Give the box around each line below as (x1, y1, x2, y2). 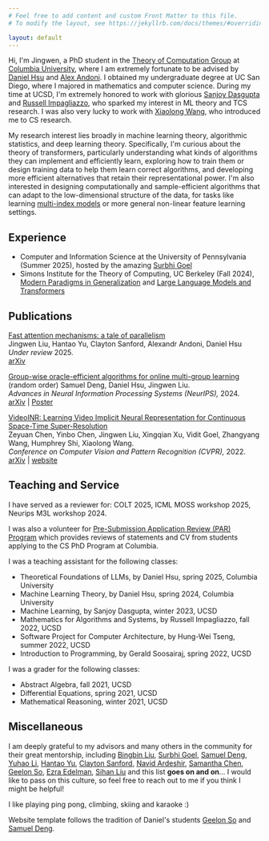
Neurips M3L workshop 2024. (8, 508, 107, 518)
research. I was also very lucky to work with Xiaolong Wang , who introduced (8, 107, 261, 116)
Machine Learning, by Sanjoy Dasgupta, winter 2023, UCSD (19, 606, 218, 616)
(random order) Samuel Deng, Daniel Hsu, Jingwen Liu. (8, 380, 191, 390)
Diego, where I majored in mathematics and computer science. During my (8, 81, 251, 91)
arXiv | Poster (8, 398, 54, 406)
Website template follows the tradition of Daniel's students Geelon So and (8, 815, 251, 824)
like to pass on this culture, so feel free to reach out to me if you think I (8, 775, 242, 785)
